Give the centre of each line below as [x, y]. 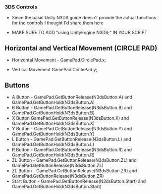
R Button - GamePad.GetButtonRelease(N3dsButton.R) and [72, 149]
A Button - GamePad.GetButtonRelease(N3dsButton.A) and [72, 97]
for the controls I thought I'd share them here [57, 23]
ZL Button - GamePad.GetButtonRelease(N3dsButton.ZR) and [74, 170]
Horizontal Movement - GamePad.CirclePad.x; [59, 60]
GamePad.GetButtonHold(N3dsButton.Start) [57, 186]
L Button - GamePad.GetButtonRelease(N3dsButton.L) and [72, 139]
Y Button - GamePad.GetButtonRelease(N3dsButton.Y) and [72, 128]
